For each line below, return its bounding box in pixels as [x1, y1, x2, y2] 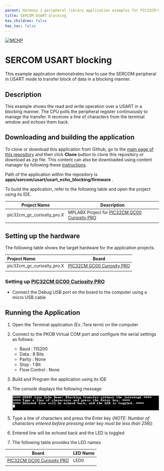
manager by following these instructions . [5, 162, 87, 168]
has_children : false [5, 18, 47, 23]
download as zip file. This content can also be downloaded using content [5, 157, 152, 162]
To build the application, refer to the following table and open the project [5, 186, 151, 192]
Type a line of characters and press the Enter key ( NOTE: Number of [12, 415, 150, 421]
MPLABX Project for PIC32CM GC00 [68, 209, 142, 215]
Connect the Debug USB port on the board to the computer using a [12, 289, 147, 295]
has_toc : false [5, 24, 36, 28]
